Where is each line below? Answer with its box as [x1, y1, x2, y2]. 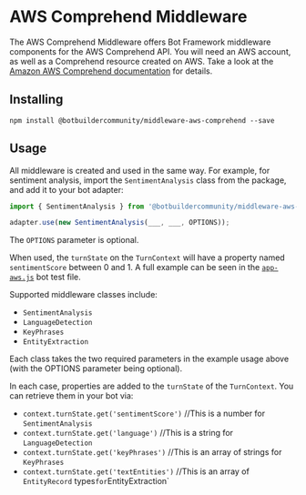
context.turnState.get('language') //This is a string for [22, 428, 234, 439]
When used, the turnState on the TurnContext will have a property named [9, 252, 285, 263]
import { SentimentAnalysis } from [9, 202, 145, 211]
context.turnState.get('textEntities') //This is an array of [22, 466, 250, 477]
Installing [9, 92, 64, 107]
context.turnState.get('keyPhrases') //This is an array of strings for [22, 447, 282, 458]
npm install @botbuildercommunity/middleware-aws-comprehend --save [9, 116, 275, 125]
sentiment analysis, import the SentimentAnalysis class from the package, [9, 175, 287, 186]
